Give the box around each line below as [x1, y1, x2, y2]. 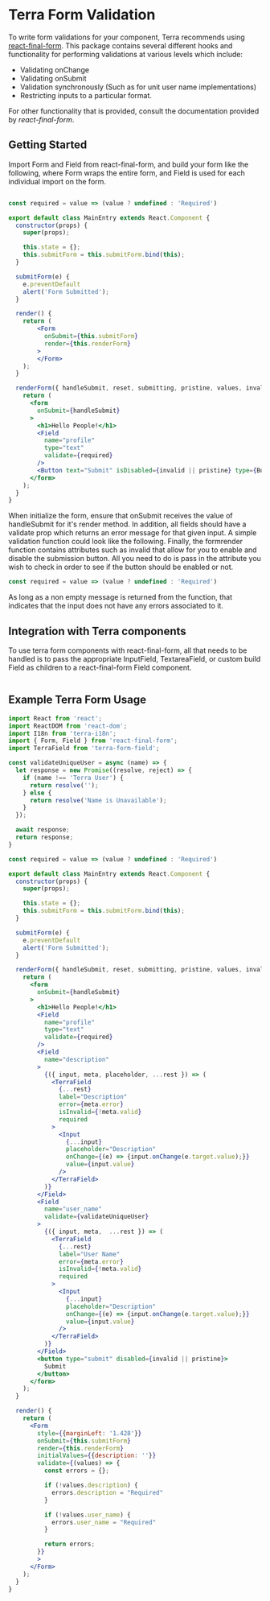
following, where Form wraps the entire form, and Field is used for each [8, 167, 245, 178]
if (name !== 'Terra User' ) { [22, 774, 125, 782]
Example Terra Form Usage [8, 693, 147, 707]
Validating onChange [19, 64, 90, 74]
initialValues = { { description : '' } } [37, 1451, 157, 1460]
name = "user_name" [43, 1205, 103, 1213]
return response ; [15, 833, 74, 841]
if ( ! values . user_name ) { [43, 1511, 131, 1519]
